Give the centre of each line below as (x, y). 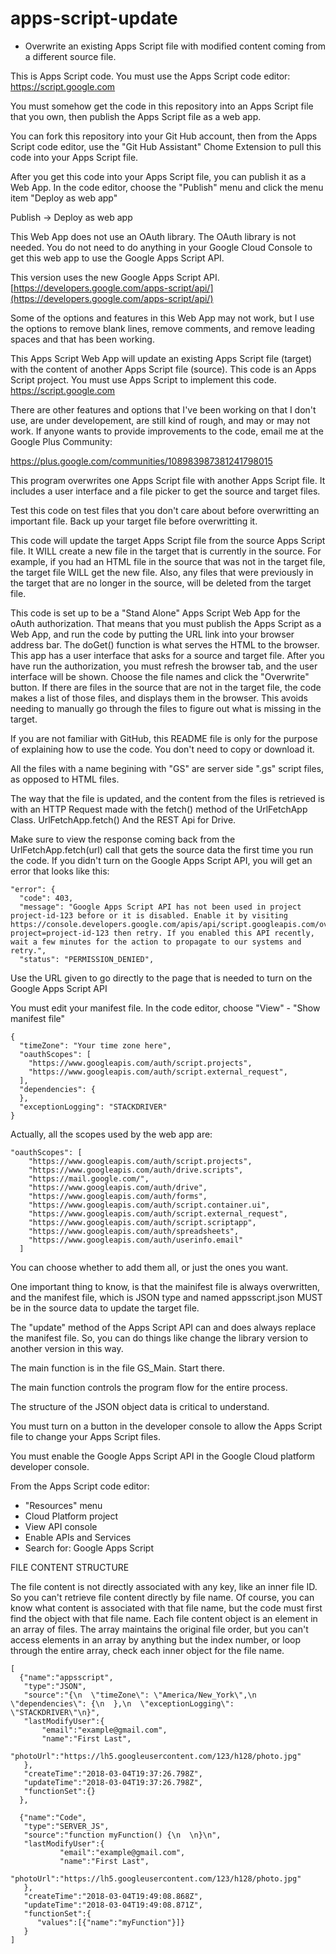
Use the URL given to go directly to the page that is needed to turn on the (161, 978)
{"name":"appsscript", (66, 1677)
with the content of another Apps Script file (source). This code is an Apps (163, 369)
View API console (61, 1526)
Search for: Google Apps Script (89, 1548)
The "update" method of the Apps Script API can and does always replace (163, 1327)
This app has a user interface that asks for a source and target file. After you (167, 655)
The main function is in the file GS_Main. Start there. (117, 1368)
